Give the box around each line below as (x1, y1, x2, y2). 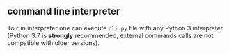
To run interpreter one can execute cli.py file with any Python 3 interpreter (7, 24, 223, 32)
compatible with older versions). (7, 38, 100, 47)
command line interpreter (7, 6, 120, 17)
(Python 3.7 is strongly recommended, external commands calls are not (7, 31, 214, 39)
